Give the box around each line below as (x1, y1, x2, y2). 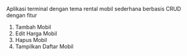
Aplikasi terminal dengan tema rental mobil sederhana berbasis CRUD (6, 5, 182, 12)
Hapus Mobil (15, 37, 48, 43)
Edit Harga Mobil (15, 30, 57, 37)
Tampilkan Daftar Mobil (15, 43, 74, 50)
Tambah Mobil (15, 24, 52, 30)
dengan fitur (6, 12, 38, 19)
